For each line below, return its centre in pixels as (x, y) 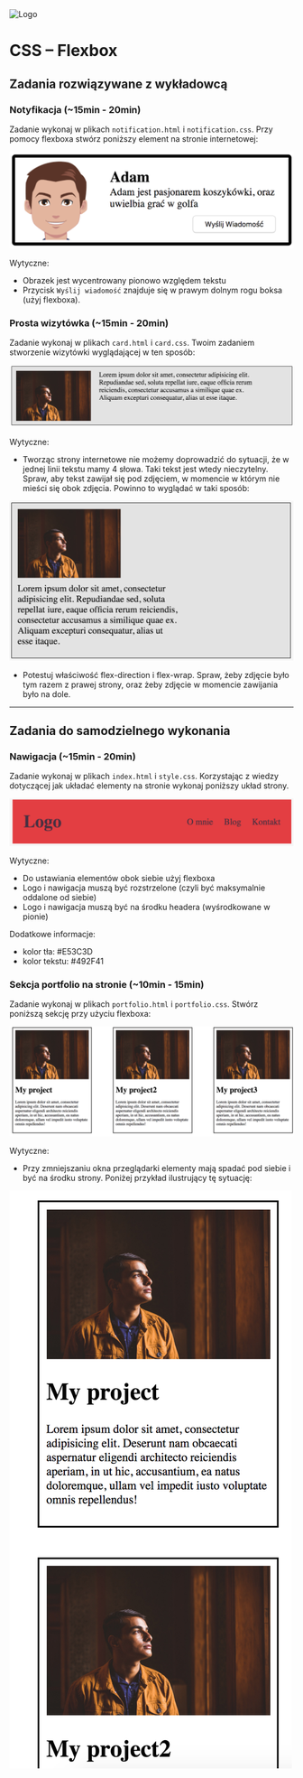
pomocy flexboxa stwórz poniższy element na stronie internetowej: (134, 138)
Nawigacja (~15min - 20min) (73, 756)
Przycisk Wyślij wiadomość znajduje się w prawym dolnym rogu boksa (152, 290)
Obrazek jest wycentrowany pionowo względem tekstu (124, 280)
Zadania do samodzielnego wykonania (120, 731)
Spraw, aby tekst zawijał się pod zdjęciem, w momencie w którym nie (151, 479)
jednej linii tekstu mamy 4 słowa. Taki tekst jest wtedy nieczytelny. (145, 469)
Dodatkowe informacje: (53, 935)
